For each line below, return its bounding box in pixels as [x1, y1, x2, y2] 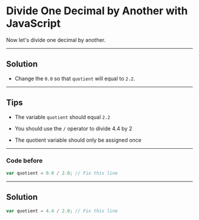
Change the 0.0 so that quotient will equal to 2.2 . [14, 75, 135, 82]
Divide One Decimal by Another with [6, 4, 188, 18]
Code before [6, 157, 43, 165]
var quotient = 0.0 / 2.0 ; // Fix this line [6, 170, 118, 176]
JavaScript [6, 17, 61, 30]
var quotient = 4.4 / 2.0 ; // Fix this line [6, 208, 118, 214]
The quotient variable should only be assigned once [14, 136, 142, 144]
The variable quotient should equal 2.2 [14, 113, 111, 120]
